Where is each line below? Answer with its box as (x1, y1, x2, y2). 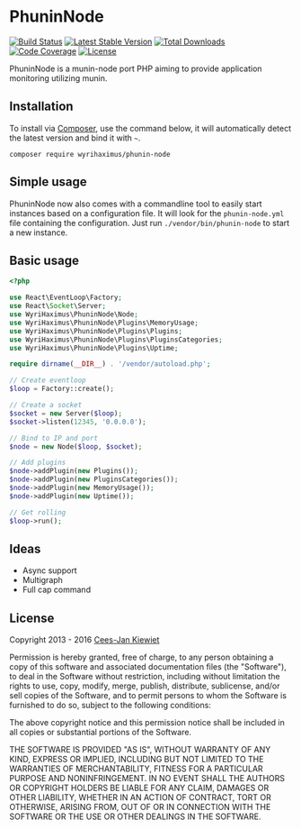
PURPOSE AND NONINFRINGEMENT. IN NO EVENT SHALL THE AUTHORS (9, 773, 286, 784)
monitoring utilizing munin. (9, 72, 108, 83)
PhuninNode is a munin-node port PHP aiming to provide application (9, 63, 262, 74)
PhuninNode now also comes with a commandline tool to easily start (9, 198, 262, 209)
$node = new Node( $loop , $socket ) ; (9, 442, 143, 451)
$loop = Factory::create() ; (9, 385, 115, 394)
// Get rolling (9, 507, 66, 517)
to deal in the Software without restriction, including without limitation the (9, 671, 280, 682)
